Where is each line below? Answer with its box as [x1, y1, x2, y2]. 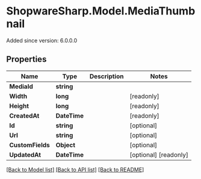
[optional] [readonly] [129, 150, 188, 159]
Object [55, 141, 76, 149]
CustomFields [9, 141, 50, 149]
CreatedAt [9, 111, 40, 120]
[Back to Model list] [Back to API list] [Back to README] [6, 166, 144, 173]
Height [9, 102, 29, 110]
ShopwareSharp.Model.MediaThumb [6, 4, 196, 18]
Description [89, 72, 124, 80]
